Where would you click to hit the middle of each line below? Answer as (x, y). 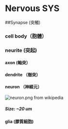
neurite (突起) (21, 50)
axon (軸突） (18, 63)
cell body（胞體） (26, 36)
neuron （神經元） (23, 86)
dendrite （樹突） (23, 74)
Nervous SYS (32, 8)
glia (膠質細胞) (19, 122)
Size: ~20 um (19, 109)
